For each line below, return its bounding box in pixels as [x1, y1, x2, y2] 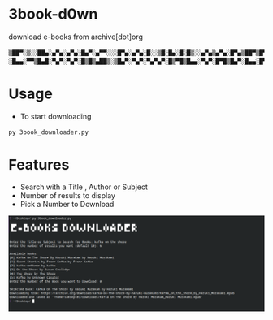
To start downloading [19, 111, 92, 121]
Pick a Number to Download [19, 200, 115, 210]
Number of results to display [19, 191, 116, 201]
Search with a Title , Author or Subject [19, 182, 149, 192]
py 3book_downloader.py [8, 128, 89, 136]
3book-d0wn [8, 5, 98, 24]
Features [8, 155, 70, 174]
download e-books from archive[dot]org [8, 32, 144, 41]
